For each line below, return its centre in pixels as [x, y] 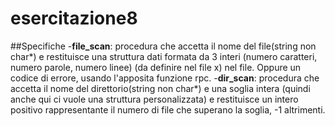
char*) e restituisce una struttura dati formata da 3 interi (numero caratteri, [164, 56]
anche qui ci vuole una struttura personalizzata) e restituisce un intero [154, 99]
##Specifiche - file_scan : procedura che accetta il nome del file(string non [163, 46]
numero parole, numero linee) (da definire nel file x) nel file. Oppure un [156, 67]
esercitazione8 [74, 18]
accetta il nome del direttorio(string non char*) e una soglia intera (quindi [160, 88]
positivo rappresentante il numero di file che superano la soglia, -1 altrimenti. [168, 109]
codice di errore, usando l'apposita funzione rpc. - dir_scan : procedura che [165, 78]
